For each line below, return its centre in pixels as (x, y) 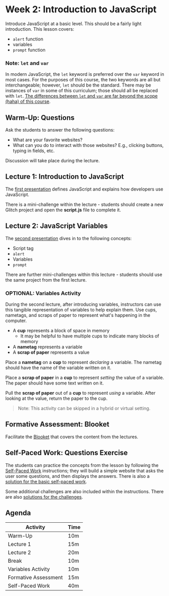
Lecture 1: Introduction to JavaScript (65, 177)
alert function (28, 39)
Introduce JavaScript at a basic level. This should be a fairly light (73, 24)
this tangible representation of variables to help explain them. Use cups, (81, 310)
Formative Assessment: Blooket (57, 424)
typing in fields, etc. (34, 151)
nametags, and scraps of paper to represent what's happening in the (78, 315)
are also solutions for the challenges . (44, 497)
